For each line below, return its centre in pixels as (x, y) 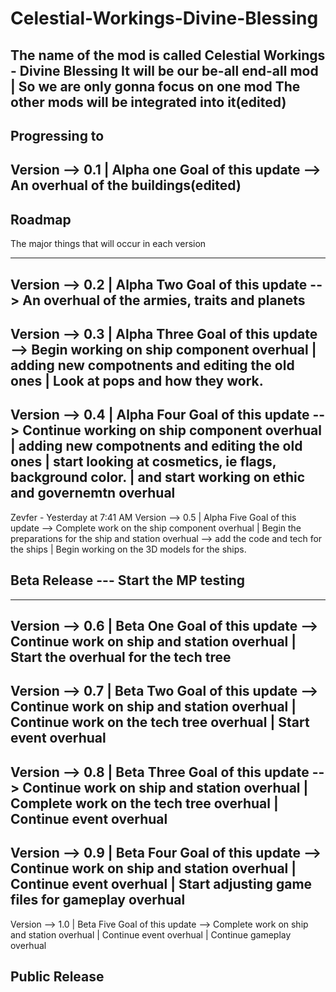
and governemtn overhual (93, 493)
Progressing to (57, 135)
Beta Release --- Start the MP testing (127, 580)
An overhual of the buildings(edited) (126, 185)
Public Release (57, 976)
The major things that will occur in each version (108, 244)
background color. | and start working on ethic (158, 477)
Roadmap (41, 219)
